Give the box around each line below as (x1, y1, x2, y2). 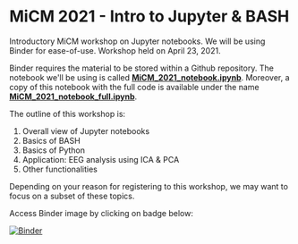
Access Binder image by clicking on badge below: (9, 207, 194, 218)
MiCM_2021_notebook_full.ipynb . (9, 91, 138, 102)
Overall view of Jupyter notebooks (21, 125, 150, 136)
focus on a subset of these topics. (9, 190, 135, 201)
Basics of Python (21, 145, 85, 156)
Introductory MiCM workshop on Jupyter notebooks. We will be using (9, 36, 266, 46)
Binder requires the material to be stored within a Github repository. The (9, 63, 275, 73)
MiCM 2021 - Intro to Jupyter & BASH (9, 6, 290, 27)
